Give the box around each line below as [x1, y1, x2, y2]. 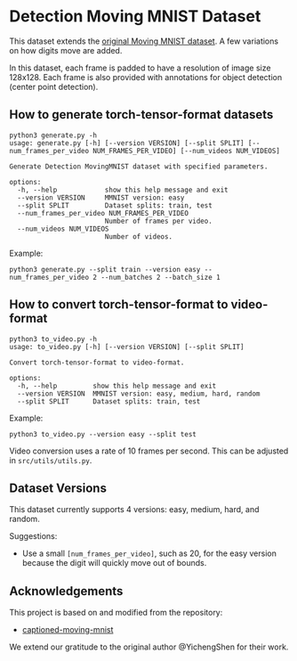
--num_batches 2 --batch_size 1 [100, 273, 221, 282]
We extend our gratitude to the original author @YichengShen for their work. [9, 641, 289, 652]
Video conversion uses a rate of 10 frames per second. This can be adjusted [9, 445, 289, 456]
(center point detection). [9, 81, 99, 92]
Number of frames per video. [104, 216, 213, 225]
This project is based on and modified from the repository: [9, 608, 223, 618]
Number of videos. [104, 232, 173, 241]
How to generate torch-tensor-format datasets [9, 107, 274, 122]
